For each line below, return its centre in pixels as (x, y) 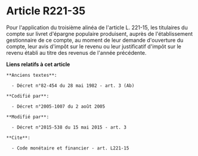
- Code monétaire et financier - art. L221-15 (70, 148)
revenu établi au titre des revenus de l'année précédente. (77, 52)
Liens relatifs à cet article (38, 64)
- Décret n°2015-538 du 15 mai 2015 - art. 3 (69, 127)
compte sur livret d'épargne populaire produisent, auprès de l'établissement (100, 33)
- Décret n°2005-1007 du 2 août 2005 (58, 106)
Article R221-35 (46, 11)
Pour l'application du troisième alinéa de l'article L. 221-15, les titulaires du (97, 27)
